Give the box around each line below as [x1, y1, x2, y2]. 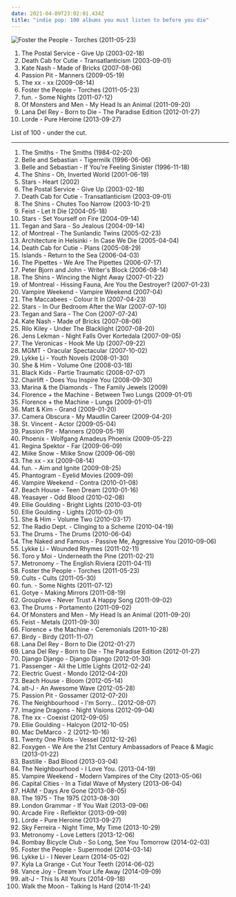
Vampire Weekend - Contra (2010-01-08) [21, 478, 139, 487]
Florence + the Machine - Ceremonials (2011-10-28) [21, 625, 169, 633]
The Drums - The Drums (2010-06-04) [21, 530, 132, 538]
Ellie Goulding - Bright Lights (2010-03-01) [21, 500, 142, 508]
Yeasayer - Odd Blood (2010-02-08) [21, 493, 125, 501]
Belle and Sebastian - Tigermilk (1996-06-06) [21, 155, 151, 164]
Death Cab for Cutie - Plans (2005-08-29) [21, 243, 141, 252]
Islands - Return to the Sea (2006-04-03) [21, 251, 140, 259]
